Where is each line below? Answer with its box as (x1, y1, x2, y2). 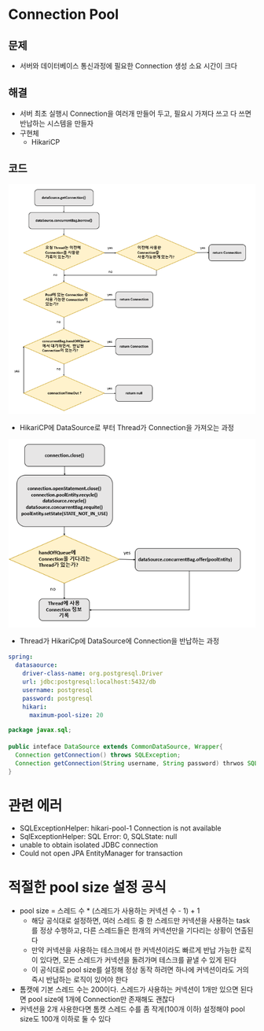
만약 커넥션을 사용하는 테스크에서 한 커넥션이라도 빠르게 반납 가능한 (31, 945, 237, 955)
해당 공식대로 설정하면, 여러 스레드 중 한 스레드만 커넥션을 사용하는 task (31, 915, 251, 925)
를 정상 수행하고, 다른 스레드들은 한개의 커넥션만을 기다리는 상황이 (31, 926, 233, 935)
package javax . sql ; (8, 726, 72, 735)
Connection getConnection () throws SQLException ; (15, 751, 181, 760)
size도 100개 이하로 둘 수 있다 (19, 1014, 112, 1023)
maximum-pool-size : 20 (28, 711, 104, 719)
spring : (8, 653, 34, 661)
